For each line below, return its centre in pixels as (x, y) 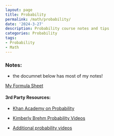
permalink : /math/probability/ (38, 19)
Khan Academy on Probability (43, 108)
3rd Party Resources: (28, 97)
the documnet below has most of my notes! (58, 76)
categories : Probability (31, 33)
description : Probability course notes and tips (57, 29)
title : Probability (26, 15)
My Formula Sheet (24, 86)
